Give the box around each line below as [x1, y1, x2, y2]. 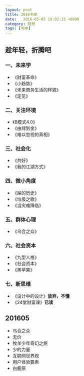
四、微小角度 [5, 177, 36, 184]
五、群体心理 [5, 216, 36, 223]
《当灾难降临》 [12, 202, 43, 208]
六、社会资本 [5, 242, 36, 249]
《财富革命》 [12, 74, 39, 80]
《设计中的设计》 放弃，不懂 [12, 293, 70, 299]
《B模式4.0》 [12, 119, 37, 125]
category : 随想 [5, 21, 35, 26]
